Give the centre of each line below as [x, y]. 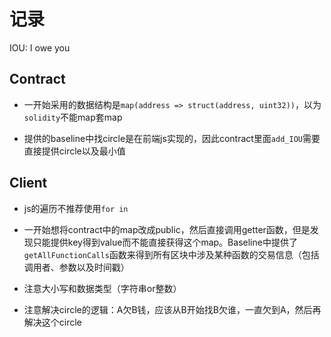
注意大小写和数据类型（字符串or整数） [102, 288]
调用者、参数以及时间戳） [76, 267]
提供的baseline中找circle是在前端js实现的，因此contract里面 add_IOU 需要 [172, 138]
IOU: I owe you [40, 47]
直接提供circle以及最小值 [74, 151]
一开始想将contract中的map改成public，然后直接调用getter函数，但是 [167, 229]
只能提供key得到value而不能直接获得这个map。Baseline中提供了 [165, 242]
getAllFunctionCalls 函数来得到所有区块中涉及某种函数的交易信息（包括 [171, 254]
